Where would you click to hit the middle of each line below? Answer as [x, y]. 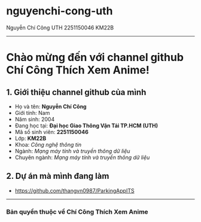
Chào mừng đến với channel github [95, 57]
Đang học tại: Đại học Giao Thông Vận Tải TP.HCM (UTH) [86, 125]
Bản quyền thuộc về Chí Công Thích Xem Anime [77, 212]
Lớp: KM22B [31, 138]
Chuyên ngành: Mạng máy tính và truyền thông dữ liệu [82, 157]
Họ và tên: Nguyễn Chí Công [51, 107]
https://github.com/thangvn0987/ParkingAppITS [74, 190]
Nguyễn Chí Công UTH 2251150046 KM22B [60, 28]
